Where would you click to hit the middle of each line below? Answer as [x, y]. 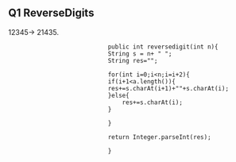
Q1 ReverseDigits [51, 13]
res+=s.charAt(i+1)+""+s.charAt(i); [168, 88]
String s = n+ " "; [140, 54]
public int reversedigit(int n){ [163, 47]
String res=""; [133, 60]
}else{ [118, 95]
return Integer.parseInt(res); [160, 137]
